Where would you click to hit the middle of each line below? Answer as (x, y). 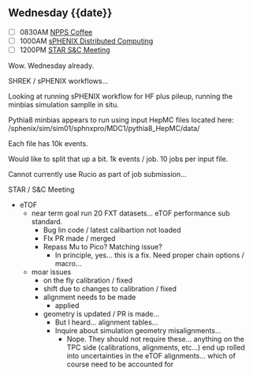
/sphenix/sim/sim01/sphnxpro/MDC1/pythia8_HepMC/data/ (104, 128)
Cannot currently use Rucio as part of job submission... (97, 174)
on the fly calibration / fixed (88, 280)
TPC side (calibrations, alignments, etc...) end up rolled (156, 347)
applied (67, 306)
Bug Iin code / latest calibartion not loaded (112, 230)
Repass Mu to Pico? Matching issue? (103, 247)
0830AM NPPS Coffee (56, 32)
